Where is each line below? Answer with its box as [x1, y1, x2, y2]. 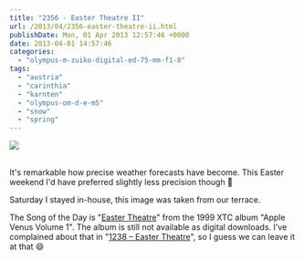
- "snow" [17, 107, 51, 116]
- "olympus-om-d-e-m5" [17, 98, 104, 108]
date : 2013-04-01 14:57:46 [9, 38, 112, 48]
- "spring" [17, 115, 59, 124]
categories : [9, 47, 55, 57]
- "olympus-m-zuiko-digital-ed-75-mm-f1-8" [17, 56, 185, 65]
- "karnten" [17, 89, 64, 99]
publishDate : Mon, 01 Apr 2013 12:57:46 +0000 [9, 30, 190, 39]
